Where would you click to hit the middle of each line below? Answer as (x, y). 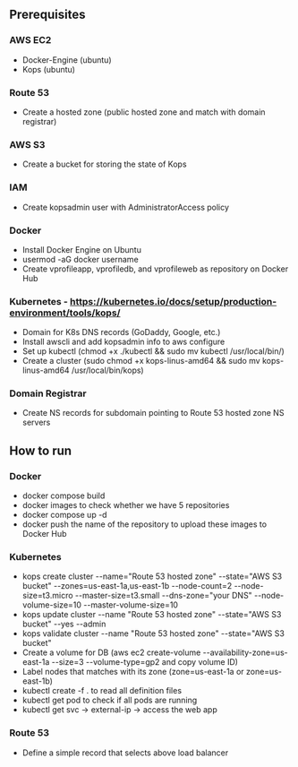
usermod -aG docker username (80, 259)
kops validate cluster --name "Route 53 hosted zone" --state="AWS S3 (153, 633)
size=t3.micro (47, 596)
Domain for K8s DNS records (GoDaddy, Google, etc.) (121, 332)
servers (36, 422)
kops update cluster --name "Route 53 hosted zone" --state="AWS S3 (152, 615)
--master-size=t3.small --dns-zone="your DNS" (163, 596)
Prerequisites (47, 15)
